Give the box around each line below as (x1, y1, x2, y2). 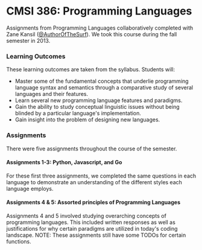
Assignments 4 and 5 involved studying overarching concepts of (6, 212, 167, 219)
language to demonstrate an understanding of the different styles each (6, 178, 183, 185)
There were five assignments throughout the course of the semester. (6, 145, 177, 152)
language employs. (6, 185, 54, 192)
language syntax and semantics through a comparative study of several (14, 84, 194, 91)
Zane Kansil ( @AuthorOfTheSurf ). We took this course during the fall (6, 30, 177, 37)
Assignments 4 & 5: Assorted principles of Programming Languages (6, 199, 181, 206)
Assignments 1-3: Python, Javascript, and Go (6, 159, 122, 166)
